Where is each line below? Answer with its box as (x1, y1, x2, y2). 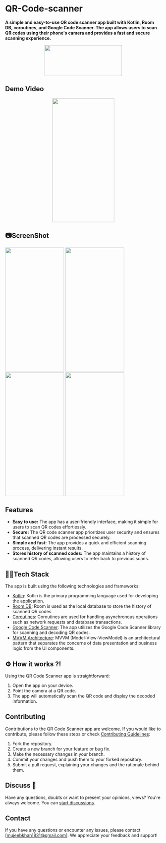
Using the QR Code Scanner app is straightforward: (5, 673, 110, 679)
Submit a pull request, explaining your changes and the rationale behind (12, 761, 160, 768)
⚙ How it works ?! (5, 660, 61, 668)
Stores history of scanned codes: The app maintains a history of (12, 550, 146, 556)
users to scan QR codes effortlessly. (12, 524, 87, 530)
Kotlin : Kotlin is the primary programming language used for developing (12, 593, 158, 599)
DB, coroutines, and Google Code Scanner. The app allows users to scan (5, 24, 157, 30)
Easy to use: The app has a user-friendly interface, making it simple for (12, 519, 159, 525)
